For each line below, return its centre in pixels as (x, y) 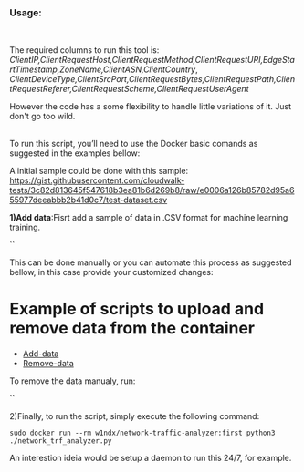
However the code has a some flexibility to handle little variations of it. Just (151, 107)
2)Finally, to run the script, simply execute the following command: (135, 416)
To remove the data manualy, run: (73, 381)
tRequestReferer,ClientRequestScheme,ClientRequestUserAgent (129, 89)
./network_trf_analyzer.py (61, 441)
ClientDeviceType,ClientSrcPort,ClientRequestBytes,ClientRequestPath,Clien (152, 79)
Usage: (26, 13)
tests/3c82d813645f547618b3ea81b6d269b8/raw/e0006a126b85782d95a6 (152, 190)
